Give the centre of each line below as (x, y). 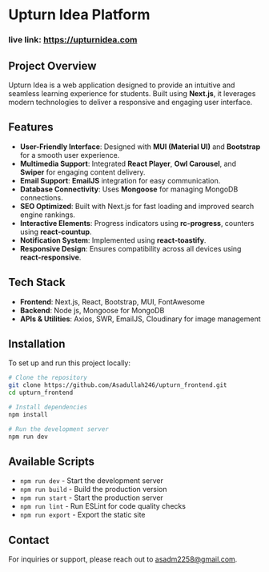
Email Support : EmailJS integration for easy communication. (120, 180)
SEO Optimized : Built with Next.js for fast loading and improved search (137, 206)
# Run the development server (59, 429)
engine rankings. (48, 215)
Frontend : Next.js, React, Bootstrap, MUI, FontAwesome (112, 301)
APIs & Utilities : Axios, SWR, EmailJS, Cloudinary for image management (140, 319)
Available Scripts (51, 461)
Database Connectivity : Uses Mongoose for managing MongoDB (129, 189)
